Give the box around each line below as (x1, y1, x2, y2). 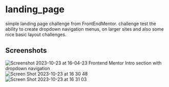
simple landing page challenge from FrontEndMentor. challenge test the (5, 20, 156, 27)
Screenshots (5, 46, 47, 55)
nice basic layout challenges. (5, 31, 67, 37)
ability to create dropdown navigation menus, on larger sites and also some (5, 26, 164, 32)
